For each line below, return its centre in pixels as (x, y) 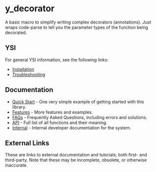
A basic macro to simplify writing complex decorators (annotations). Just (78, 22)
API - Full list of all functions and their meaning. (59, 123)
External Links (27, 143)
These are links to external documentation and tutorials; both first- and (76, 155)
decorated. (16, 32)
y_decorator (30, 9)
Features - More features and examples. (52, 112)
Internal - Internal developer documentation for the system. (72, 127)
